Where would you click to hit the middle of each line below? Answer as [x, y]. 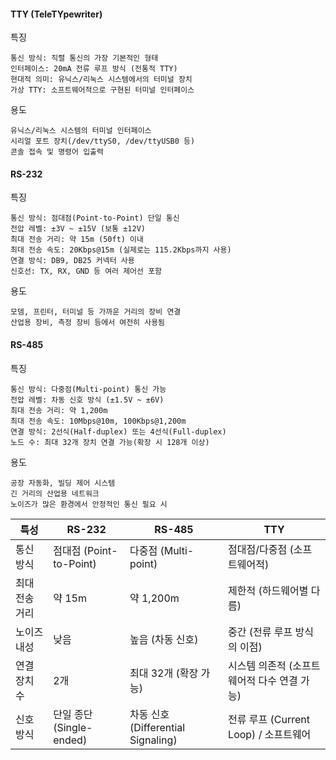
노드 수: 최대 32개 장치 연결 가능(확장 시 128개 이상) [110, 442]
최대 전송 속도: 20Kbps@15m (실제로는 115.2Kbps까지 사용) [121, 250]
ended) [70, 740]
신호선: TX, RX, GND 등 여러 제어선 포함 [86, 271]
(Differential [157, 727]
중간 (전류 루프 [260, 632]
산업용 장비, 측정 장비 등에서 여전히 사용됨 [88, 323]
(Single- [73, 727]
